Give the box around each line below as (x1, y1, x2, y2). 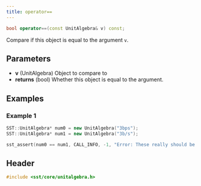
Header (6, 158, 35, 169)
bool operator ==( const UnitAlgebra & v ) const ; (6, 25, 125, 31)
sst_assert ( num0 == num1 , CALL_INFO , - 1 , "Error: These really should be (6, 141, 196, 147)
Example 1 (6, 111, 37, 120)
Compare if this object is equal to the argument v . (6, 36, 129, 43)
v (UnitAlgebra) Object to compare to (14, 70, 107, 77)
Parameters (6, 54, 51, 64)
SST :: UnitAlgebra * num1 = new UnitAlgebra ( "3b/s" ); (6, 131, 138, 137)
